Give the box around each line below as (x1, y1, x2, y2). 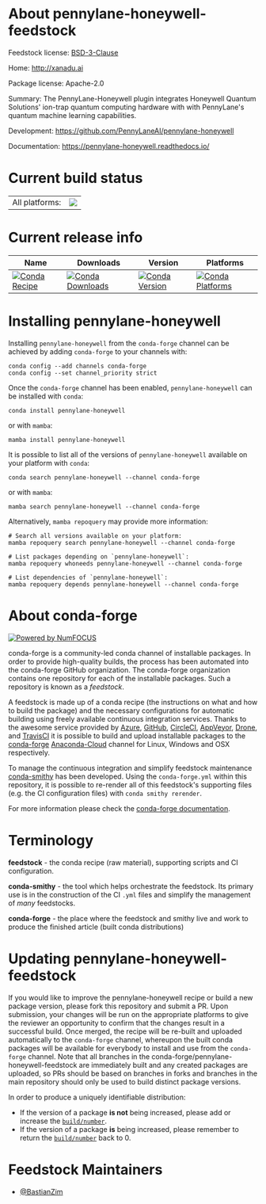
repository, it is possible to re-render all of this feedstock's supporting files (8, 779, 252, 789)
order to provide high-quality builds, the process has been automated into (8, 657, 249, 666)
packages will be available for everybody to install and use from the (8, 1043, 229, 1053)
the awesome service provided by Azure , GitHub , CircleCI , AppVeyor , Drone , (8, 722, 258, 732)
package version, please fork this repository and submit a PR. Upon (8, 1001, 229, 1011)
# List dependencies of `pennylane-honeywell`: (8, 573, 169, 581)
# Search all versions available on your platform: (8, 532, 182, 539)
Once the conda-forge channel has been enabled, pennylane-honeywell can (8, 383, 253, 392)
